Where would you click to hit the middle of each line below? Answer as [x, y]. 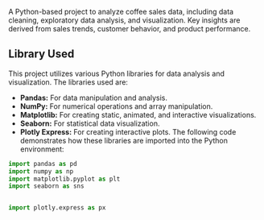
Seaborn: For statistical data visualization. [90, 123]
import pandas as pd [43, 164]
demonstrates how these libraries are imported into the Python [124, 140]
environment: [42, 149]
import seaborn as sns [46, 186]
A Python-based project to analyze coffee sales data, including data [121, 12]
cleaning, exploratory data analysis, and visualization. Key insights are [124, 20]
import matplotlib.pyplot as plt [64, 179]
